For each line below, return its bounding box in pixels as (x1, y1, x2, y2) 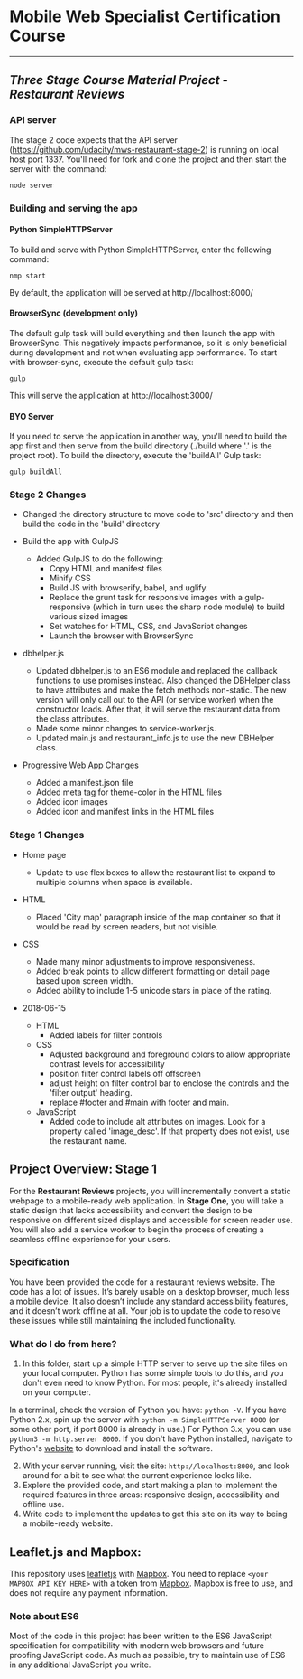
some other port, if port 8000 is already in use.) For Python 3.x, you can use (9, 1424, 292, 1435)
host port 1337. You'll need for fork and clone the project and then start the (9, 154, 287, 165)
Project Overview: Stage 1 (9, 1162, 158, 1177)
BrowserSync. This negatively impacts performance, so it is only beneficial (9, 337, 287, 348)
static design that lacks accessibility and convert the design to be (9, 1204, 252, 1215)
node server (9, 181, 54, 190)
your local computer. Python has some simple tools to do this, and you (22, 1368, 284, 1379)
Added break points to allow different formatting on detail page (35, 966, 271, 976)
